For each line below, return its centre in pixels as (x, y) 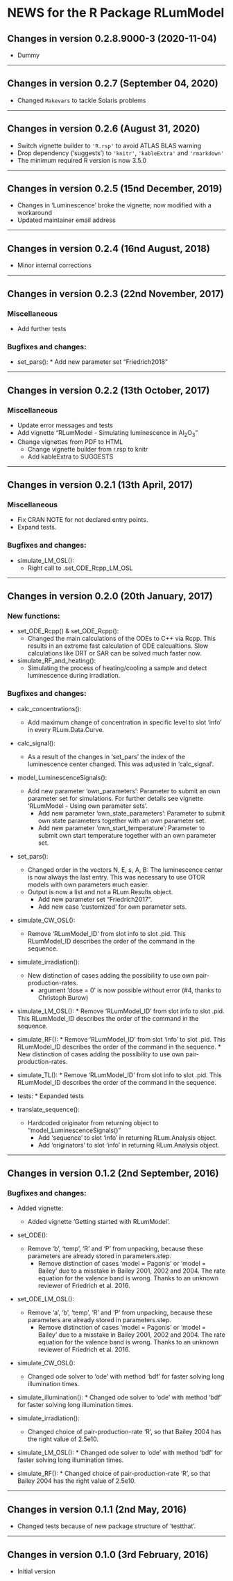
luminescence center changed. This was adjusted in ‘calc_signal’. (121, 764)
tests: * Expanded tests (51, 1096)
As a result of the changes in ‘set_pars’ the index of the (106, 756)
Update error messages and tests (65, 425)
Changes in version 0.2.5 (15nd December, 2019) (115, 189)
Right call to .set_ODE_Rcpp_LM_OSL (80, 568)
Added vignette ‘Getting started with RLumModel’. (99, 1222)
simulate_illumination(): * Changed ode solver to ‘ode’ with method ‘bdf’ (119, 1397)
